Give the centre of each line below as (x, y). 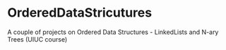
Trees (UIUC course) (37, 39)
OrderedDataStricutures (80, 13)
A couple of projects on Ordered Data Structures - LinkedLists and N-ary (113, 32)
